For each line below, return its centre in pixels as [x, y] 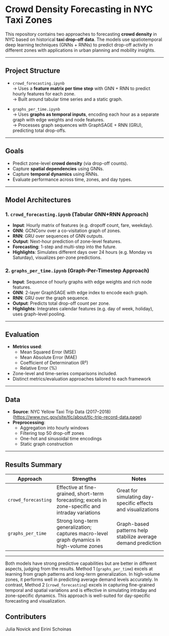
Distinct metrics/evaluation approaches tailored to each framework [82, 379]
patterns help [132, 530]
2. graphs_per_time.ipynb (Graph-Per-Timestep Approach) [77, 270]
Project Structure [33, 71]
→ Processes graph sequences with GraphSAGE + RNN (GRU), [78, 125]
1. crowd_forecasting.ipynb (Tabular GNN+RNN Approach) [77, 214]
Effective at [70, 487]
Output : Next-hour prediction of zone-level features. [67, 242]
